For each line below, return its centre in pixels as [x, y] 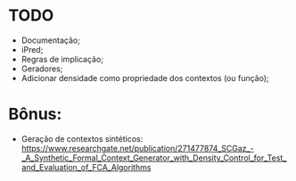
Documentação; [51, 40]
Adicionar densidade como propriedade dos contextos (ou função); [145, 78]
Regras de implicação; [62, 59]
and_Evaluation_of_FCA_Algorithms [86, 167]
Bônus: [35, 115]
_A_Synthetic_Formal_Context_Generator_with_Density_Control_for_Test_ [154, 158]
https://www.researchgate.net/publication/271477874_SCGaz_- [138, 148]
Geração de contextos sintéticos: [82, 138]
